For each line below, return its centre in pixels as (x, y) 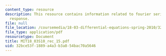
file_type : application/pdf (34, 32)
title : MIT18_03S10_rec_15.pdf (37, 41)
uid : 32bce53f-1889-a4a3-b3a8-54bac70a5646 (51, 46)
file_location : (21, 28)
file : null (16, 23)
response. (20, 19)
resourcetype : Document (30, 37)
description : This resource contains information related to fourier (78, 14)
